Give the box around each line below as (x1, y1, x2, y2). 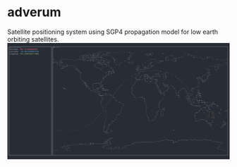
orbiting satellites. (7, 35, 59, 43)
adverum (7, 4, 61, 20)
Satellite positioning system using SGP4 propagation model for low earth (7, 27, 219, 36)
